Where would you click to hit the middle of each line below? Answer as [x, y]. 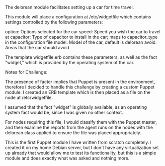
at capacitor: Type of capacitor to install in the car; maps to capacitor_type [82, 37]
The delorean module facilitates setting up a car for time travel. [70, 7]
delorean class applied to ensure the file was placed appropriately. [73, 133]
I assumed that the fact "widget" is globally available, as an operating [76, 107]
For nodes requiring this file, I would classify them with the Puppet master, [81, 122]
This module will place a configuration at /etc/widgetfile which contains [78, 17]
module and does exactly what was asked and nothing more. [67, 158]
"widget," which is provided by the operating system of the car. [70, 62]
